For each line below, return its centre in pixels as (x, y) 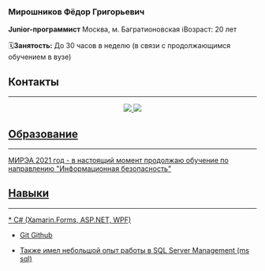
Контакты (34, 82)
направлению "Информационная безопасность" (90, 169)
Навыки (29, 193)
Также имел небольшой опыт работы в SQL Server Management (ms (134, 250)
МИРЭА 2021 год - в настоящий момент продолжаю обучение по (118, 160)
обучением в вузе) (40, 57)
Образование (43, 134)
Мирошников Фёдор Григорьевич (77, 12)
